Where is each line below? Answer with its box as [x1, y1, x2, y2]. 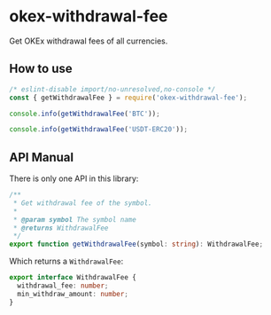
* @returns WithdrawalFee [12, 224, 109, 232]
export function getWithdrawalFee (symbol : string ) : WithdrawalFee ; [9, 240, 264, 249]
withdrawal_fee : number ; [17, 281, 109, 290]
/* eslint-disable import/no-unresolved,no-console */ [9, 84, 216, 94]
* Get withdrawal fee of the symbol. [12, 198, 152, 208]
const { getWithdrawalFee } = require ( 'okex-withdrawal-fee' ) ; [9, 93, 248, 102]
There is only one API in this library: [9, 173, 139, 184]
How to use [9, 61, 73, 76]
